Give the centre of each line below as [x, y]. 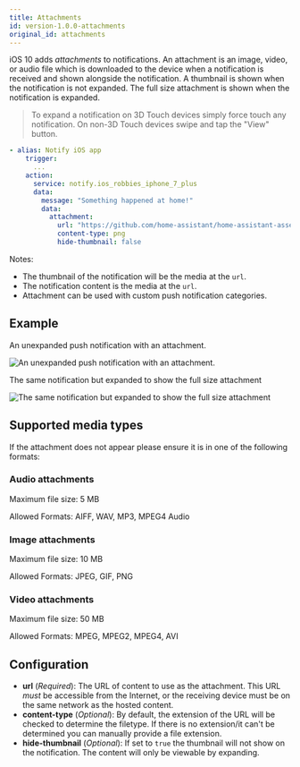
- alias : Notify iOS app [55, 150]
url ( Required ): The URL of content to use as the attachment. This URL [151, 686]
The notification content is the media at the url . [109, 285]
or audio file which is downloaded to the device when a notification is [137, 69]
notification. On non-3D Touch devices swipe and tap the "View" [150, 124]
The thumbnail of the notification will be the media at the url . [134, 276]
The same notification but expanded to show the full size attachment [135, 379]
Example [34, 324]
